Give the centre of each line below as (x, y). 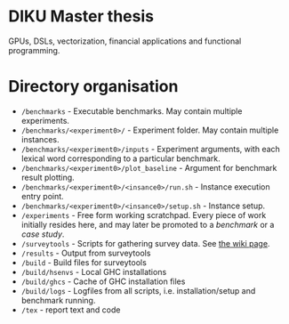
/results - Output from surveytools (86, 253)
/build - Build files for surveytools (84, 262)
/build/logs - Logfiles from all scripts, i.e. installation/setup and (138, 290)
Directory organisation (93, 87)
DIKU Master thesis (81, 16)
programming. (34, 50)
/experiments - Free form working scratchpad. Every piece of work (144, 215)
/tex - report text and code (71, 310)
